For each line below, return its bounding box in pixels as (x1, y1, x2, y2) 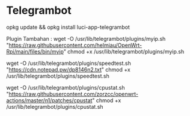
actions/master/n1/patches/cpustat (6, 97, 93, 104)
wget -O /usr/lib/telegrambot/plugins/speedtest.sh (6, 60, 131, 67)
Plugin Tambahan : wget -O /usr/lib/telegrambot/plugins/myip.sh (6, 35, 166, 42)
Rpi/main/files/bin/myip (6, 47, 64, 55)
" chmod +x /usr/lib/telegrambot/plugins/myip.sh (63, 47, 185, 55)
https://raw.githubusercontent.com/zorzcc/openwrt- (8, 90, 138, 97)
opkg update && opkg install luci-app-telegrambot (6, 23, 130, 31)
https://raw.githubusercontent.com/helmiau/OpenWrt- (8, 41, 142, 49)
